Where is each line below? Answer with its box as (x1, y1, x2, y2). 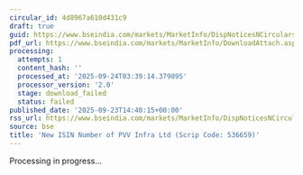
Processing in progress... (9, 155, 102, 166)
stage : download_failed (17, 88, 106, 97)
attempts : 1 (17, 55, 63, 64)
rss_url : (9, 114, 42, 123)
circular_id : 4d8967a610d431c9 (9, 13, 127, 23)
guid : (9, 30, 30, 39)
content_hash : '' (17, 64, 83, 73)
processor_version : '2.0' (17, 80, 115, 89)
